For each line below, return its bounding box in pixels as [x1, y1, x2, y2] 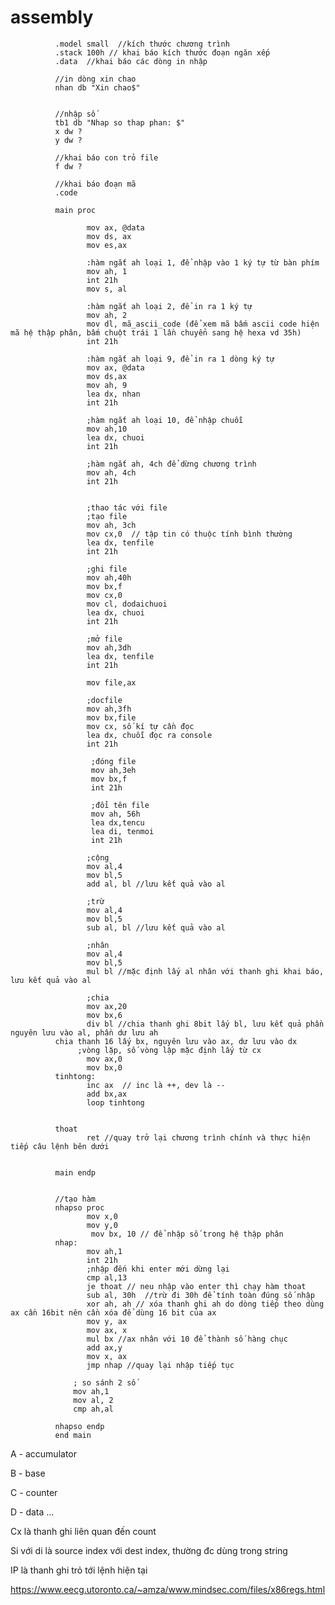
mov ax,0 [86, 1054, 123, 1064]
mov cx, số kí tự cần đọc [86, 721, 195, 731]
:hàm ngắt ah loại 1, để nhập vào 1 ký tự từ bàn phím [86, 257, 320, 268]
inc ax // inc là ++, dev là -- [86, 1080, 226, 1090]
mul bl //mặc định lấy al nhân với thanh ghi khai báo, [86, 966, 325, 976]
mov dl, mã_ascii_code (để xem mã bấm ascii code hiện [86, 319, 320, 329]
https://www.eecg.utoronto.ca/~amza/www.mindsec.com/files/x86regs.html [10, 1583, 326, 1595]
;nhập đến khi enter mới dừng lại [86, 1264, 230, 1274]
